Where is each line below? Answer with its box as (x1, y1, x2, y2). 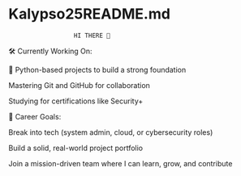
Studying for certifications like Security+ (8, 96, 144, 106)
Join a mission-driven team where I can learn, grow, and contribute (8, 158, 233, 168)
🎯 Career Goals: (8, 111, 62, 121)
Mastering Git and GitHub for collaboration (8, 80, 150, 90)
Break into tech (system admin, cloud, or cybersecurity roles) (8, 127, 213, 137)
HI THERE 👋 (73, 31, 111, 40)
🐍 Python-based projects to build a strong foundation (8, 65, 187, 74)
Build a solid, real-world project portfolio (8, 143, 144, 153)
